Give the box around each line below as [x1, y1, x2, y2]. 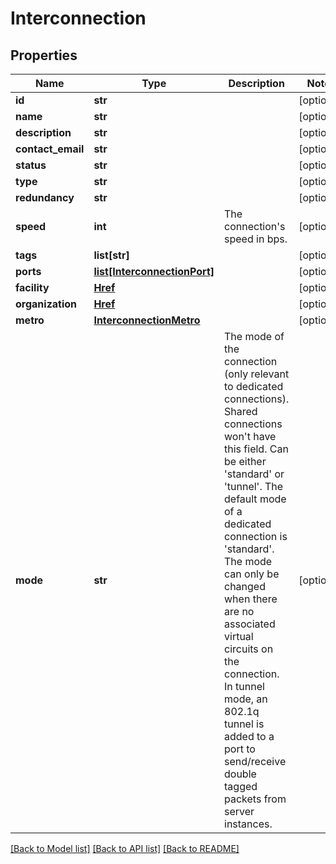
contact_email [15, 142, 85, 156]
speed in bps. [224, 232, 288, 246]
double [224, 767, 257, 781]
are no [224, 605, 255, 618]
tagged [224, 780, 258, 793]
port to [224, 742, 256, 756]
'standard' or [224, 467, 285, 481]
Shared [224, 405, 258, 418]
